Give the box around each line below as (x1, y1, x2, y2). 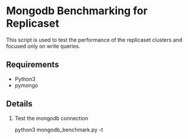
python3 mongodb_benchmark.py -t (14, 126, 103, 133)
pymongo (14, 82, 38, 89)
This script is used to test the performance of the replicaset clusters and (6, 36, 183, 43)
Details (6, 99, 33, 109)
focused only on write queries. (6, 43, 81, 50)
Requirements (6, 60, 59, 70)
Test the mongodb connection (14, 114, 89, 122)
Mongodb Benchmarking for (6, 4, 148, 18)
